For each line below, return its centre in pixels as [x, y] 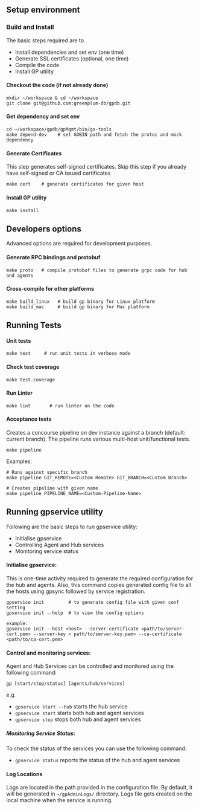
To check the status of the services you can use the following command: [96, 748]
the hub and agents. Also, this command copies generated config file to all [99, 585]
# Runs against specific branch [47, 472]
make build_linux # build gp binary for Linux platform [81, 302]
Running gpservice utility [55, 512]
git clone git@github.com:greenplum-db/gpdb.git [68, 103]
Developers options [44, 229]
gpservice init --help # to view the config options [75, 613]
